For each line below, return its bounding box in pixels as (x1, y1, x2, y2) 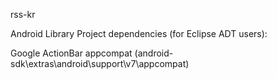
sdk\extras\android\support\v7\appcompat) (10, 58, 190, 69)
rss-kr (10, 9, 36, 20)
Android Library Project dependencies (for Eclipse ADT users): (10, 28, 268, 39)
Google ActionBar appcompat (10, 47, 133, 59)
